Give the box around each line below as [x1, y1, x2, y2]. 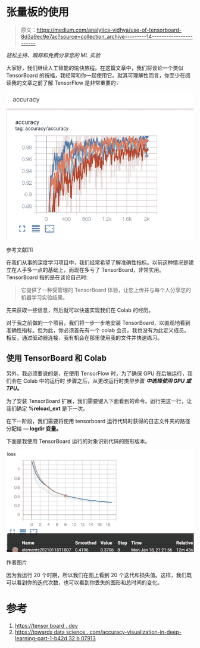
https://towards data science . [14, 628, 89, 635]
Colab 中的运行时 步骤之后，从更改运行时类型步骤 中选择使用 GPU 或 [23, 377, 192, 385]
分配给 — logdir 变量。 [6, 425, 62, 432]
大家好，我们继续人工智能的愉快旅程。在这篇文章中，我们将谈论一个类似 [6, 64, 183, 72]
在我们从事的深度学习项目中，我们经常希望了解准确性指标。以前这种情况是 [6, 259, 189, 266]
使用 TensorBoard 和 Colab [6, 353, 107, 364]
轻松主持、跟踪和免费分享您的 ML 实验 [6, 51, 101, 58]
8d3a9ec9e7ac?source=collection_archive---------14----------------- [20, 33, 193, 40]
